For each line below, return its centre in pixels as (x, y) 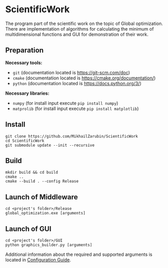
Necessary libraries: (27, 93)
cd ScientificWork (25, 141)
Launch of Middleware (42, 197)
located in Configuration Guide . (38, 260)
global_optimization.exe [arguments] (45, 213)
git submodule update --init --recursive (50, 145)
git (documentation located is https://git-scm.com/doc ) (71, 72)
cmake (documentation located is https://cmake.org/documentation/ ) (84, 78)
